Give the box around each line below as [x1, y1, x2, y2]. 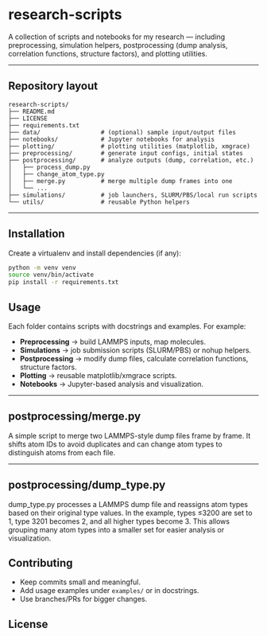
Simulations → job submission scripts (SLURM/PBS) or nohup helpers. [19, 345, 252, 355]
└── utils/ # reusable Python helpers [8, 197, 191, 206]
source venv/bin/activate [8, 271, 94, 279]
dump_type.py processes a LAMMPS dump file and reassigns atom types [8, 499, 249, 509]
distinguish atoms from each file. [8, 447, 116, 457]
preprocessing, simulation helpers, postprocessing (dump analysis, [8, 40, 228, 49]
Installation [8, 227, 65, 240]
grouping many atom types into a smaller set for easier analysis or [8, 525, 225, 534]
